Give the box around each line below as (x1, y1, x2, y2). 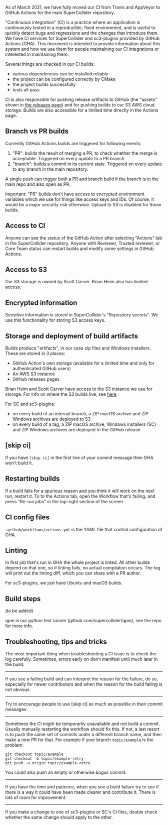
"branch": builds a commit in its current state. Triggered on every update (12, 161, 162, 167)
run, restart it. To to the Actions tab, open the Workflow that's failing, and (5, 493, 155, 499)
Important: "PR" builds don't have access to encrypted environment (5, 191, 145, 197)
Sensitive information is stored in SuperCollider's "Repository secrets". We (5, 312, 158, 318)
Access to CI (5, 221, 45, 230)
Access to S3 (5, 266, 47, 274)
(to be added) (5, 608, 33, 614)
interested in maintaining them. (5, 51, 69, 57)
